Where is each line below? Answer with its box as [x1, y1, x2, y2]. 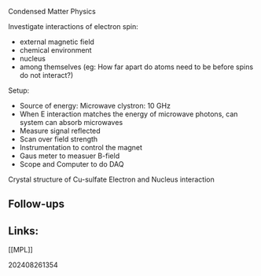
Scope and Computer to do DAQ [19, 160, 124, 168]
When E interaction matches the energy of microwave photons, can [19, 109, 238, 119]
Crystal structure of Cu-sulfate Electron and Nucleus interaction [8, 175, 215, 184]
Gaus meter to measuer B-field [19, 151, 120, 160]
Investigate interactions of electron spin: [8, 22, 139, 31]
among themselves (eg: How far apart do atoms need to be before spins [19, 62, 254, 72]
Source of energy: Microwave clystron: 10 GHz [19, 101, 171, 110]
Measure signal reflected [19, 126, 101, 135]
